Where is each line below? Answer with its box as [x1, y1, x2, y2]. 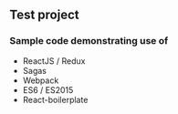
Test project [9, 7, 79, 23]
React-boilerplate [22, 94, 89, 105]
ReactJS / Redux [22, 55, 86, 67]
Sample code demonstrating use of [9, 35, 169, 47]
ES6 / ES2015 [22, 84, 74, 95]
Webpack [22, 75, 59, 86]
